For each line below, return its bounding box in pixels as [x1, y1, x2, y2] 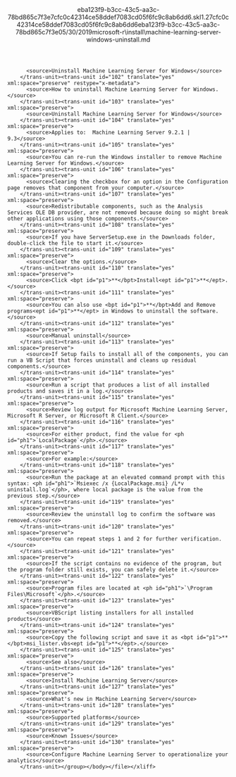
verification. [180, 536, 222, 543]
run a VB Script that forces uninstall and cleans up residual [7, 357, 197, 364]
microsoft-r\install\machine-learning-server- [92, 28, 222, 36]
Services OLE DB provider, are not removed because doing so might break [7, 209, 229, 216]
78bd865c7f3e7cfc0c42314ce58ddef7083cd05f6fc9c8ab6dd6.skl [7, 13, 201, 21]
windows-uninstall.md [86, 35, 151, 44]
